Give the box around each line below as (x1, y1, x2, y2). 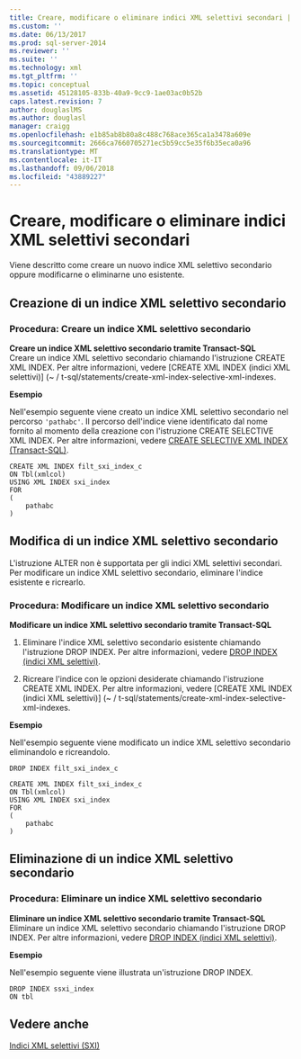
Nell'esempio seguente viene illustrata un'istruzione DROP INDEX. (9, 966, 253, 977)
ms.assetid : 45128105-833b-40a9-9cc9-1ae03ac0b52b (9, 88, 203, 97)
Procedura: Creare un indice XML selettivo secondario (9, 322, 252, 335)
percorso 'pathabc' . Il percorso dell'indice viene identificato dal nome (9, 416, 268, 426)
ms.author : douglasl (9, 113, 87, 122)
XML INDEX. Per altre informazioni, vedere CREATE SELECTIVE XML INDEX (9, 435, 288, 445)
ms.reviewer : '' (9, 47, 70, 56)
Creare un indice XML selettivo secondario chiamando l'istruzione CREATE (9, 352, 286, 363)
